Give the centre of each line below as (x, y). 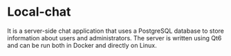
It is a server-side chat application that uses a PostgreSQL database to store (116, 31)
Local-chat (39, 12)
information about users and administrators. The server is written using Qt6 (114, 38)
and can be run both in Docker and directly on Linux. (82, 45)
